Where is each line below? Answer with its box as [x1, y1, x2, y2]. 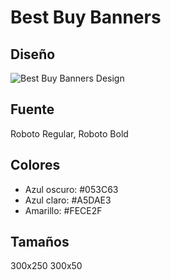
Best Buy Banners [10, 6, 162, 29]
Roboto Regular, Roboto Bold [10, 127, 129, 140]
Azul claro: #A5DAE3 [24, 194, 112, 206]
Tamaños [10, 234, 70, 251]
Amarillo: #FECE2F [24, 204, 103, 216]
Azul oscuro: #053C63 [24, 183, 119, 195]
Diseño [10, 46, 56, 63]
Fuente [10, 101, 55, 118]
